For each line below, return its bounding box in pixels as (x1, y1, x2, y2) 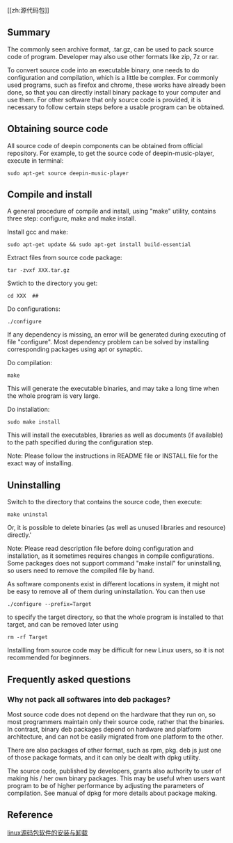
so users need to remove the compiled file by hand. (7, 566, 155, 575)
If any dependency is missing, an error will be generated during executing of (7, 330, 226, 339)
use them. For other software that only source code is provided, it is (7, 95, 202, 104)
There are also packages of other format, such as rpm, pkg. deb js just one (7, 746, 222, 754)
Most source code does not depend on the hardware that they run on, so (7, 710, 216, 718)
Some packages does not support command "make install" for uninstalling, (7, 559, 222, 568)
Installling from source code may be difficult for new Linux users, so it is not (7, 646, 225, 655)
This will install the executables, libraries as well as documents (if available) (7, 431, 224, 440)
